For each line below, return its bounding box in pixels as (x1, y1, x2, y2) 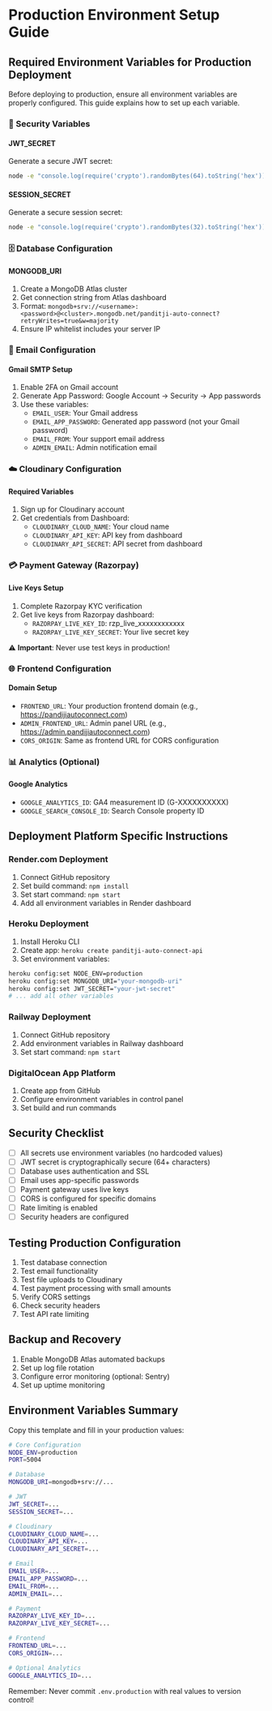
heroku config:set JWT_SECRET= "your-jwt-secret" (8, 984, 176, 993)
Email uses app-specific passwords (19, 1175, 139, 1185)
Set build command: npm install (19, 881, 130, 890)
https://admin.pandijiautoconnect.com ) (19, 727, 151, 736)
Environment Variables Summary (8, 1404, 179, 1417)
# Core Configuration (8, 1441, 82, 1449)
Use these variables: (19, 400, 89, 410)
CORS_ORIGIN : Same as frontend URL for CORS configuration (19, 735, 219, 745)
